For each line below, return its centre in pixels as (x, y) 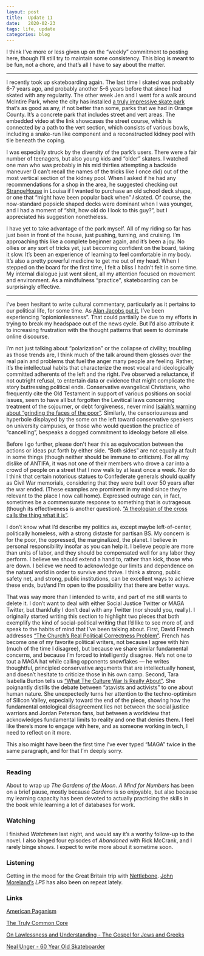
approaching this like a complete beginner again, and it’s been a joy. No (96, 241)
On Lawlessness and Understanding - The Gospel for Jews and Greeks (95, 935)
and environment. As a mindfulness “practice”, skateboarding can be (92, 280)
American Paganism (31, 911)
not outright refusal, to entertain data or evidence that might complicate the (100, 381)
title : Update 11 (29, 18)
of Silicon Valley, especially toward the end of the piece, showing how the (98, 701)
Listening (20, 862)
